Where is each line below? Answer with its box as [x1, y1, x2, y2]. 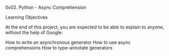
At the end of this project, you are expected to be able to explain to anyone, [5, 24, 164, 30]
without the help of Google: [5, 30, 63, 35]
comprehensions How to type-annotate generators [5, 45, 113, 50]
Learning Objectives [5, 14, 48, 20]
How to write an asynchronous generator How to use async [5, 39, 131, 45]
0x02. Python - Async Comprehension [5, 5, 87, 10]
